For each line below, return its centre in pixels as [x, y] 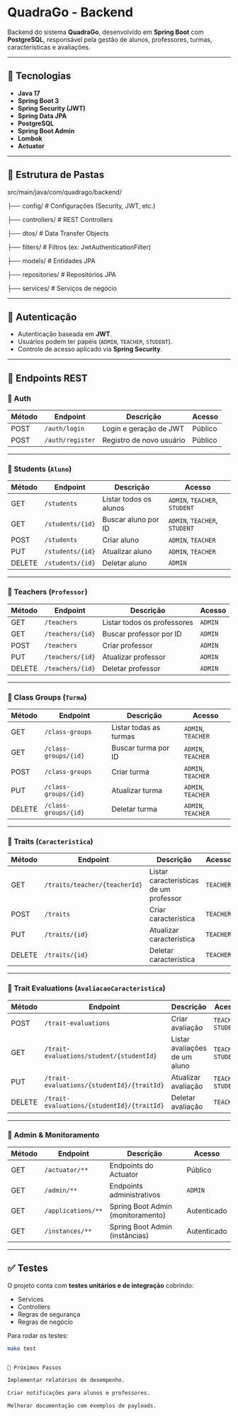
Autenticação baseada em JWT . [64, 334]
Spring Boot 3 [38, 101]
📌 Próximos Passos [34, 1367]
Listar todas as [136, 727]
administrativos [135, 1195]
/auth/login [64, 429]
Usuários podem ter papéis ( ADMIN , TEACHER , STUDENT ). [95, 342]
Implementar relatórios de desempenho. [66, 1381]
